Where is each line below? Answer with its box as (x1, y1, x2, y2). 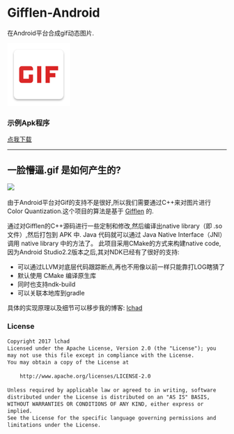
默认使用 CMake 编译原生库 (17, 272, 96, 280)
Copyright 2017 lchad (7, 338, 70, 346)
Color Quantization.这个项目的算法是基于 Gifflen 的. (7, 207, 155, 215)
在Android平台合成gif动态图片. (7, 29, 95, 37)
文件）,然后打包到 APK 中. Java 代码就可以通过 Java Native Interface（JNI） (7, 231, 226, 239)
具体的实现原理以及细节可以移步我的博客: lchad (7, 304, 143, 312)
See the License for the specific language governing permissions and (7, 414, 217, 422)
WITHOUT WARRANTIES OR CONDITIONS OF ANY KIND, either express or (7, 401, 204, 408)
